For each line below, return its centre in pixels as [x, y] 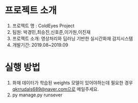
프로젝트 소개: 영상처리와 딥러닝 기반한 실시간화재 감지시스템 [73, 38]
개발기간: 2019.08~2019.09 [40, 45]
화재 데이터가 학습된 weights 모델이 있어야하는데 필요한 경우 [73, 83]
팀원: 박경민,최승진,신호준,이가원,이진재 [51, 32]
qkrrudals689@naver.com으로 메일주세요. [55, 89]
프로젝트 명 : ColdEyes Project [43, 26]
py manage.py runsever [37, 95]
